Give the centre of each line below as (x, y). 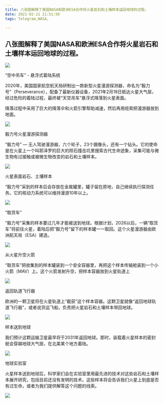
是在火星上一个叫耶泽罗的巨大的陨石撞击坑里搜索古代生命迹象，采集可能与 (80, 151)
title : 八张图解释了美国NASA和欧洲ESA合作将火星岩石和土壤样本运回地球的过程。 (77, 10)
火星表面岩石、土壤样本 (29, 176)
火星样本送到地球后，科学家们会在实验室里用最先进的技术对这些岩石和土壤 (80, 374)
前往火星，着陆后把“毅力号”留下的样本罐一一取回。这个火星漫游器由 (84, 229)
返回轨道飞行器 (20, 291)
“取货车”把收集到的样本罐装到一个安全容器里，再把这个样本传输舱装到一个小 (82, 265)
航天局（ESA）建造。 (31, 235)
